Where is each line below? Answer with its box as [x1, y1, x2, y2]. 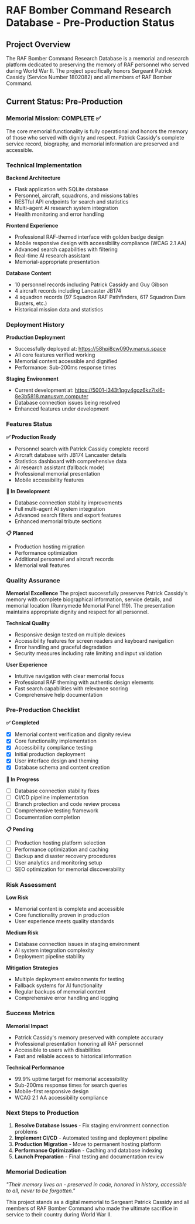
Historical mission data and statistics [14, 306, 104, 313]
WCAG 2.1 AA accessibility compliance [14, 1094, 108, 1101]
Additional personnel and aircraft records [14, 555, 114, 562]
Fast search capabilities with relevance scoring [14, 684, 128, 692]
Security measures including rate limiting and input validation [14, 649, 162, 657]
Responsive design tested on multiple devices [14, 631, 126, 638]
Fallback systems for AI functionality [14, 982, 102, 989]
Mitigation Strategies [6, 964, 59, 971]
